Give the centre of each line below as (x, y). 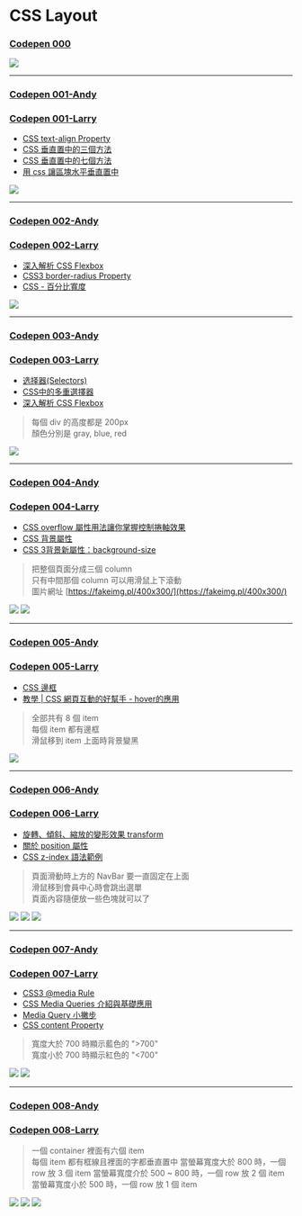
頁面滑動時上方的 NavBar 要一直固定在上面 (111, 876)
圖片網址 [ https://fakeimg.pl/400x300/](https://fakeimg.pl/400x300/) (159, 591)
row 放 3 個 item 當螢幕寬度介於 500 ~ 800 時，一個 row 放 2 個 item (158, 1173)
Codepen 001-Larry (53, 119)
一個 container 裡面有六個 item (88, 1151)
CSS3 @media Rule (58, 993)
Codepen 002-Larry (54, 245)
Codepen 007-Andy (54, 949)
